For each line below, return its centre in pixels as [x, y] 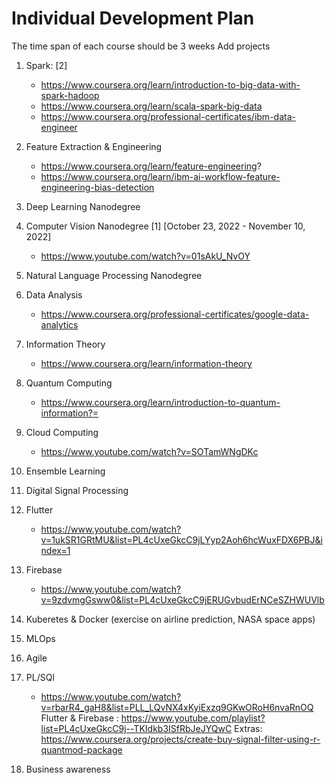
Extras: [248, 728]
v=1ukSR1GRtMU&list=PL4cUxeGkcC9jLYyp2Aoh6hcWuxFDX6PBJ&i [181, 539]
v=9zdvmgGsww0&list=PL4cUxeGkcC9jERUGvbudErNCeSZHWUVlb [182, 599]
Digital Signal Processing [77, 490]
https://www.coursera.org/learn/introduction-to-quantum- [160, 402]
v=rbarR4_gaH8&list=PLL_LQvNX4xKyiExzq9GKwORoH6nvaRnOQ [177, 707]
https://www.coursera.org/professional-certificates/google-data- [175, 314]
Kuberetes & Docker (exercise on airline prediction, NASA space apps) [170, 619]
